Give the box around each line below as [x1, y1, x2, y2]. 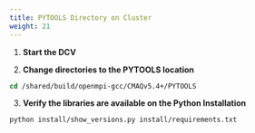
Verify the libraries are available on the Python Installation [22, 98, 247, 109]
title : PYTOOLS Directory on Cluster [9, 13, 152, 23]
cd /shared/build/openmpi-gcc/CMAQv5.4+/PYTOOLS [9, 81, 197, 90]
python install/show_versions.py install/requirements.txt [9, 115, 238, 125]
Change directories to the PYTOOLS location [22, 64, 195, 75]
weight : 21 [9, 22, 51, 31]
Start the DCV [22, 46, 77, 57]
